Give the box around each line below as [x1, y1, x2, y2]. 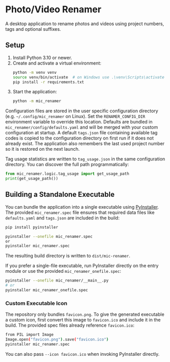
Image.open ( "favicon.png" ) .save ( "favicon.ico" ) [5, 337, 109, 342]
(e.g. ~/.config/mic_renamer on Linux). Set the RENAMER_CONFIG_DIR [5, 113, 145, 119]
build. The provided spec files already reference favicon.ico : [5, 322, 135, 329]
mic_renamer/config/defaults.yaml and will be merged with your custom [5, 124, 158, 130]
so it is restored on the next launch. [5, 146, 80, 152]
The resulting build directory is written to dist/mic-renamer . [5, 253, 131, 259]
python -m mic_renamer [12, 98, 61, 104]
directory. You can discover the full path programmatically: [5, 162, 129, 168]
